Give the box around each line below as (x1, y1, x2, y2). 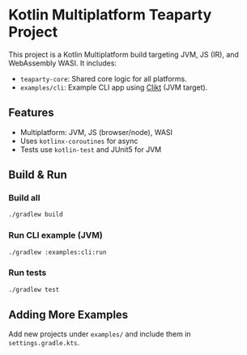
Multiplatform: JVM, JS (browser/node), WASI (19, 127, 172, 137)
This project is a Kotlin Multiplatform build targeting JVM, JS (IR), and (8, 49, 239, 59)
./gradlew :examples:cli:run (8, 248, 107, 256)
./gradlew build (8, 210, 63, 219)
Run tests (8, 267, 47, 278)
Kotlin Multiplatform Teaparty (8, 6, 212, 24)
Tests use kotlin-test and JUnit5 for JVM (19, 144, 162, 154)
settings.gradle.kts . (8, 338, 80, 348)
